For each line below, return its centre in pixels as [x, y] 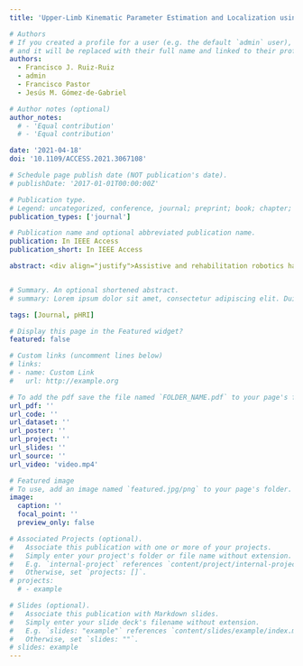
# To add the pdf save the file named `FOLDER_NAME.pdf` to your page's [149, 397]
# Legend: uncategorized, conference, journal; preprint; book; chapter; [151, 208]
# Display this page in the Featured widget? [96, 331]
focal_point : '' [48, 514]
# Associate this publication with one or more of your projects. [141, 547]
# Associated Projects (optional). [76, 539]
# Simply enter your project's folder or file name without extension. [151, 556]
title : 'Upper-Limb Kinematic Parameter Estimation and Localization [143, 18]
